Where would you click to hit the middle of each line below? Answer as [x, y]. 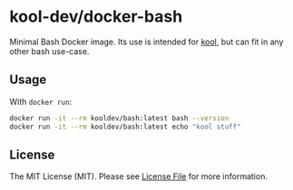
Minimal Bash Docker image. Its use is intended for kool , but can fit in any [146, 42]
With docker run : [41, 101]
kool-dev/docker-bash [96, 17]
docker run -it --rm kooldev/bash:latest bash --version [119, 118]
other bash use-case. [49, 51]
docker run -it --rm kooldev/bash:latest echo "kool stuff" [126, 127]
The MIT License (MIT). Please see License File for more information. [138, 176]
